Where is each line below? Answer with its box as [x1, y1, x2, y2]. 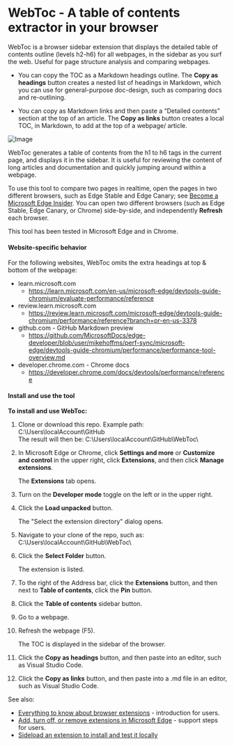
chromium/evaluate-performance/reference [28, 294, 154, 303]
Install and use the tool [8, 391, 75, 399]
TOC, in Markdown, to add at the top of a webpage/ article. [17, 121, 187, 129]
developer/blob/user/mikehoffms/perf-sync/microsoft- [28, 339, 185, 347]
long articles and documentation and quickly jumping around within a [8, 163, 206, 171]
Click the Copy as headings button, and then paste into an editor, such [17, 653, 221, 662]
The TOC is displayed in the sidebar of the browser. [17, 640, 166, 649]
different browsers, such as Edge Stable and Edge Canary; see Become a [8, 191, 219, 200]
